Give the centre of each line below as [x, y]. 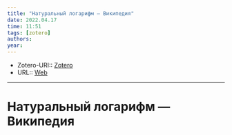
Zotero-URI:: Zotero [45, 65]
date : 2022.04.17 [32, 20]
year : [15, 45]
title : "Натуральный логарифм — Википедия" [71, 13]
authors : [20, 39]
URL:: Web [32, 72]
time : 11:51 [24, 26]
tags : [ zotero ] [29, 33]
